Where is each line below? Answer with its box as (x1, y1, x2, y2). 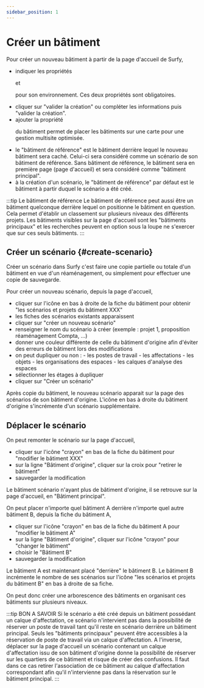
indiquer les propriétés (15, 67, 72, 75)
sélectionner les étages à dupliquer (15, 371, 104, 379)
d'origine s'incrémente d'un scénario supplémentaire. (6, 403, 141, 410)
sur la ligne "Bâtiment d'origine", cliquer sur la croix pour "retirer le (15, 461, 183, 469)
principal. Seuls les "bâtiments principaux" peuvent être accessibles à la (6, 630, 188, 637)
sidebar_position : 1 (6, 9, 59, 15)
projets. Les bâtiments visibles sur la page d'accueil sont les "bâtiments (6, 216, 186, 224)
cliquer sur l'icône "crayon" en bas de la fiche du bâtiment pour (15, 448, 175, 456)
